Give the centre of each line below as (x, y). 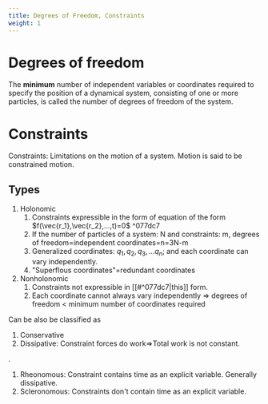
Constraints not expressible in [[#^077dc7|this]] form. (120, 287)
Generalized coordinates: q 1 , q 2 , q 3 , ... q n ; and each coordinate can (140, 252)
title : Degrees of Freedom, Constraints (77, 16)
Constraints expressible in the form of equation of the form (129, 217)
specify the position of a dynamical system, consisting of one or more (123, 93)
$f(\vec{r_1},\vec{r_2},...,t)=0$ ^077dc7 (96, 226)
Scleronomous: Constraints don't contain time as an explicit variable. (133, 391)
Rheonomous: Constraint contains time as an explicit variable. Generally (138, 374)
